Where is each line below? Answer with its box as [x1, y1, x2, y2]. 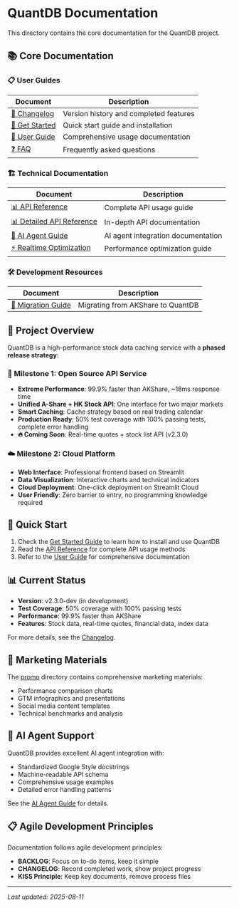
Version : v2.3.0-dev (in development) [17, 597, 129, 605]
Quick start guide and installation [63, 120, 173, 130]
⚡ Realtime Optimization [11, 242, 91, 252]
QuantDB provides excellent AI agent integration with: [7, 748, 165, 757]
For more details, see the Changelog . [7, 633, 116, 642]
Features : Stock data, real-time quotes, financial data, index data [17, 620, 208, 628]
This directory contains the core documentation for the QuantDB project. [7, 28, 221, 37]
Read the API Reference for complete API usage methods [17, 545, 186, 553]
